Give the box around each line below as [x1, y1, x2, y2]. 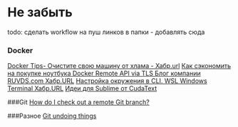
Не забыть [7, 4, 73, 21]
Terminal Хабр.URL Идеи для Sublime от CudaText [7, 84, 157, 93]
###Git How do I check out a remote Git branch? [7, 98, 150, 106]
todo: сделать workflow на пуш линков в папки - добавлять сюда [7, 28, 205, 36]
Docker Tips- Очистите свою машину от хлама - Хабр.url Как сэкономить [7, 62, 232, 70]
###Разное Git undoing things [7, 111, 97, 121]
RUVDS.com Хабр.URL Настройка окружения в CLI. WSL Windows [7, 77, 208, 85]
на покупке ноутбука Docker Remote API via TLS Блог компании [7, 69, 201, 78]
